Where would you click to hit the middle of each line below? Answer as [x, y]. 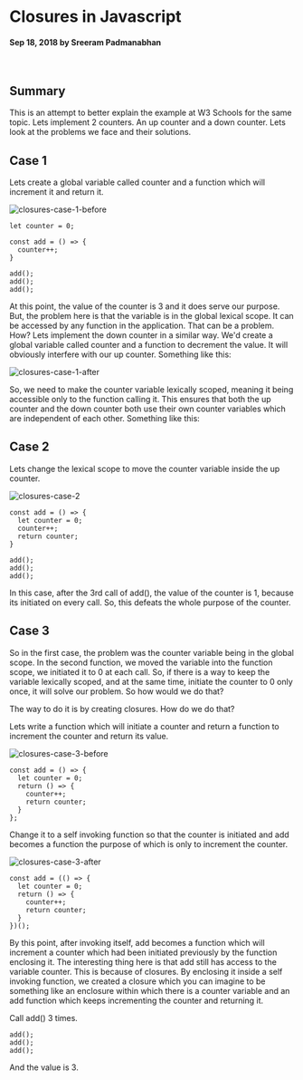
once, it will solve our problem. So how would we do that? [117, 691]
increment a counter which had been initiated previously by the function [143, 952]
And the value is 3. [44, 1067]
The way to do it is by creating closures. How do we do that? [122, 709]
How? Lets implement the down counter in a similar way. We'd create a [141, 335]
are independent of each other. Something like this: [105, 419]
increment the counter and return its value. [89, 736]
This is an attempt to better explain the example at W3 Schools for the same [151, 113]
